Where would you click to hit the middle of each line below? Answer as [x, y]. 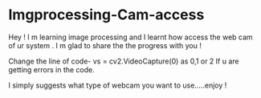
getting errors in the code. [51, 69]
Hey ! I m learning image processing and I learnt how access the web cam [130, 37]
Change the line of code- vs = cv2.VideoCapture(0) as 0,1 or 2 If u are [124, 61]
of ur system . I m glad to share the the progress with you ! [105, 45]
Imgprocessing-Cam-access [106, 15]
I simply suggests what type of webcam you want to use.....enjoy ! [118, 85]
